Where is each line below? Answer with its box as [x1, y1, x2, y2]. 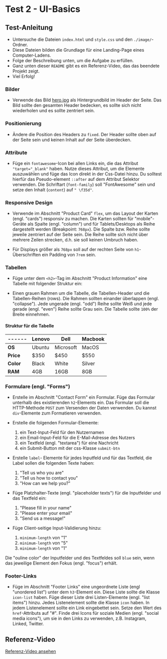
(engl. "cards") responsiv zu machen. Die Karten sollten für [12, 216, 134, 222]
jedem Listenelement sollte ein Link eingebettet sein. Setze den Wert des [12, 605, 162, 611]
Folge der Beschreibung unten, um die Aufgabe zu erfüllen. [12, 58, 134, 63]
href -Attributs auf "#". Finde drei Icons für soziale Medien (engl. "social [12, 610, 159, 616]
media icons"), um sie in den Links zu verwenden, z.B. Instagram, [12, 615, 147, 622]
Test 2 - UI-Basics [5, 3, 81, 15]
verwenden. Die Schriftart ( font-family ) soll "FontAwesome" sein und [12, 181, 156, 187]
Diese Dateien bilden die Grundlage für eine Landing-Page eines [12, 47, 145, 53]
